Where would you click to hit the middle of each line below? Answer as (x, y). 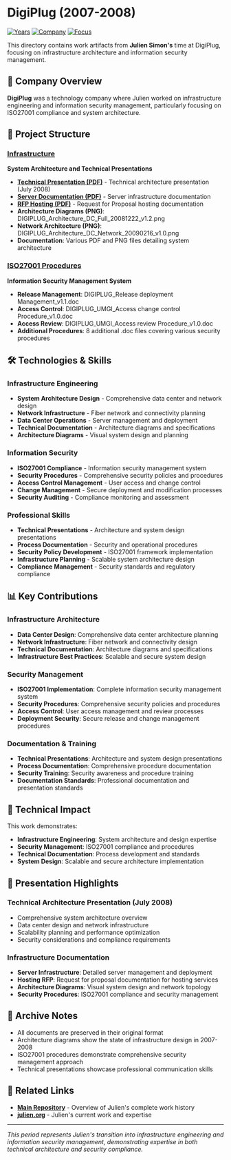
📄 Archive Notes (42, 1016)
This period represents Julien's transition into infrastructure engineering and (115, 1135)
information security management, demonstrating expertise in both (102, 1141)
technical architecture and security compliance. (75, 1149)
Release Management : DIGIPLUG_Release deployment (95, 294)
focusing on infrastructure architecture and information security (97, 52)
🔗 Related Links (41, 1091)
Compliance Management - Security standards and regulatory (106, 567)
